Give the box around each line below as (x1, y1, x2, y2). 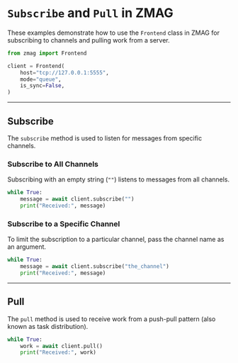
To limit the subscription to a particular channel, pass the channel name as (7, 235, 225, 244)
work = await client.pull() (20, 342, 103, 350)
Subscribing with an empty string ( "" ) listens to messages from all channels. (7, 175, 230, 184)
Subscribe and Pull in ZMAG (7, 5, 174, 21)
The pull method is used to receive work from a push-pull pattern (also (7, 314, 216, 323)
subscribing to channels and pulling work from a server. (7, 35, 170, 44)
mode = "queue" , (20, 76, 62, 83)
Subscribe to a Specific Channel (7, 218, 120, 228)
